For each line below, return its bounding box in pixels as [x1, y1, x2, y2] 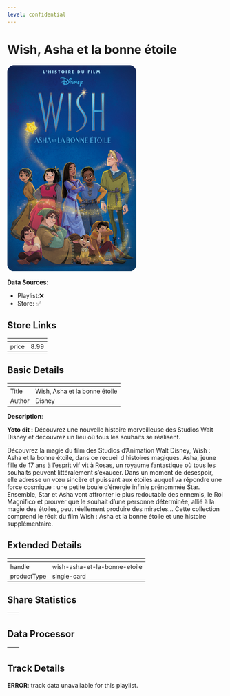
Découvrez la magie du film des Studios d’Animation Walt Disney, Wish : [7, 446, 211, 455]
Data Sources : [7, 278, 49, 286]
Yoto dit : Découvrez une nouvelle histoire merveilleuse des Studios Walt [7, 425, 213, 434]
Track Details [7, 663, 65, 675]
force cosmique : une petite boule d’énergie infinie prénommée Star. [7, 483, 200, 491]
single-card [52, 572, 86, 580]
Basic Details [7, 364, 64, 376]
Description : [7, 412, 43, 420]
